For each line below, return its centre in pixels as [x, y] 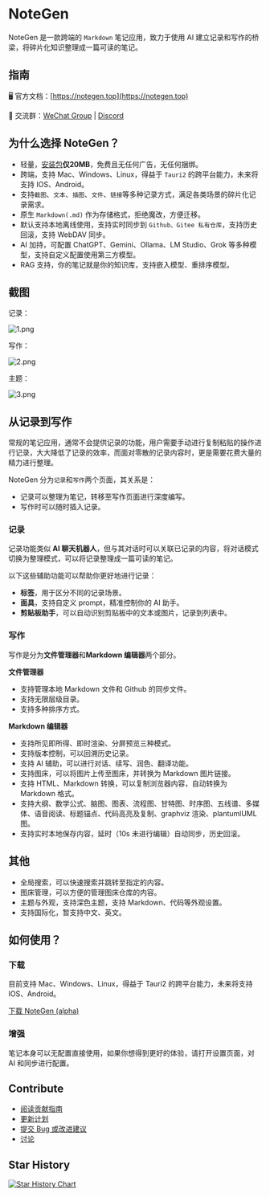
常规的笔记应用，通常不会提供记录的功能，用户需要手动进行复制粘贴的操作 [131, 443]
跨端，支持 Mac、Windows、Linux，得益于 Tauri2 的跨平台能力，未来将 [139, 174]
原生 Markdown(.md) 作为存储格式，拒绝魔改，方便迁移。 [112, 214]
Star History [39, 1164]
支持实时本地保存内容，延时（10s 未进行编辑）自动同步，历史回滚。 [132, 833]
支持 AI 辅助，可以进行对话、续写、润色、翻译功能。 [106, 763]
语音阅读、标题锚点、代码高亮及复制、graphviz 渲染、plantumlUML [145, 813]
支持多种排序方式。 [52, 709]
